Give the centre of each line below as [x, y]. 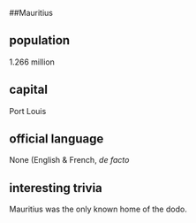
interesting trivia [56, 188]
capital [29, 90]
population [40, 40]
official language [57, 139]
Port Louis [28, 111]
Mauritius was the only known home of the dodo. [98, 209]
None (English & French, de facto [69, 160]
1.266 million [32, 62]
